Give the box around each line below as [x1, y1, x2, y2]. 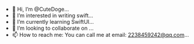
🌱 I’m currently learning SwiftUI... [11, 18, 95, 25]
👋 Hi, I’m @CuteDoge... [11, 6, 69, 12]
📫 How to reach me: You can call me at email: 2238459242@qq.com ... [11, 32, 189, 38]
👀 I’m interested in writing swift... [11, 12, 93, 19]
